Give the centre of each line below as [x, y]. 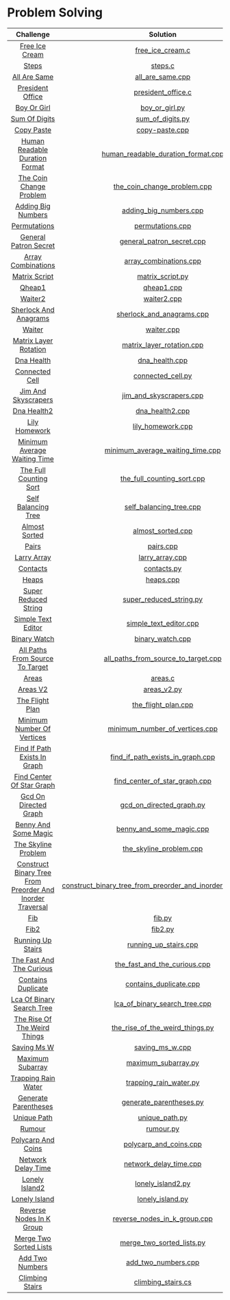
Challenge [33, 34]
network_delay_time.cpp [163, 1164]
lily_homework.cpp [163, 426]
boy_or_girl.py [163, 108]
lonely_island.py [163, 1199]
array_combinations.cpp [163, 260]
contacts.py [163, 568]
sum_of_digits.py [163, 119]
